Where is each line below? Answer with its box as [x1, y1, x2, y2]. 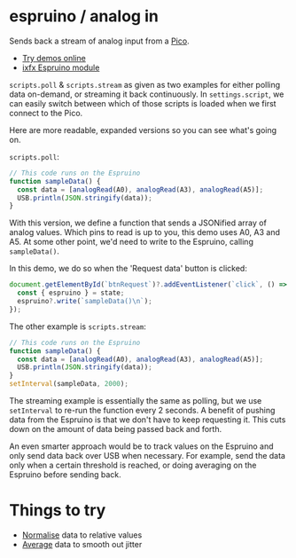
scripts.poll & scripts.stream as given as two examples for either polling [9, 79, 281, 90]
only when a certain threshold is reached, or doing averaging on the [9, 460, 257, 471]
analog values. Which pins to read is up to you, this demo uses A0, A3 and [9, 227, 281, 238]
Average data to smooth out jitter [21, 539, 143, 549]
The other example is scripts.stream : [9, 321, 146, 332]
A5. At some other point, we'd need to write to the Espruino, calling [9, 237, 254, 248]
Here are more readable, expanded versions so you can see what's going [9, 124, 277, 135]
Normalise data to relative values [21, 530, 143, 540]
